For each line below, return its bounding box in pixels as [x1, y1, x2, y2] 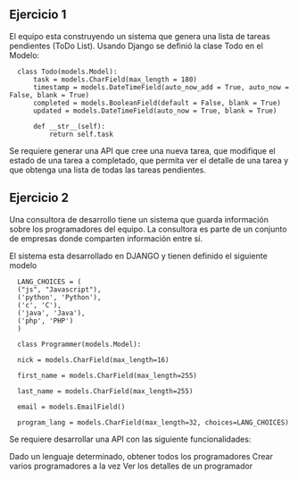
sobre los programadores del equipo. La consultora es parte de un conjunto [9, 223, 287, 234]
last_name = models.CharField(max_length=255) [17, 386, 194, 396]
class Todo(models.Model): [17, 67, 118, 76]
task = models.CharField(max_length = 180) [32, 75, 198, 84]
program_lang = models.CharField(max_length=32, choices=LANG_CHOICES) [17, 417, 290, 427]
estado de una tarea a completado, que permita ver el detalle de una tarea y [9, 155, 289, 165]
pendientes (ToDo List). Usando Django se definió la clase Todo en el [9, 40, 263, 51]
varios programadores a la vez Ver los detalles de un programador [9, 460, 252, 471]
